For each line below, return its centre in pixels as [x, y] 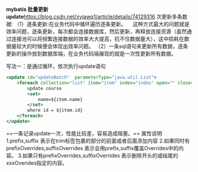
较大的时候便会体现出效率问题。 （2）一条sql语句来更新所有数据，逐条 [102, 46]
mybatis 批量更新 [27, 9]
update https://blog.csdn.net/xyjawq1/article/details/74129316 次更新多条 [94, 17]
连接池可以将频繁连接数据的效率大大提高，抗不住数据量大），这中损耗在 [98, 39]
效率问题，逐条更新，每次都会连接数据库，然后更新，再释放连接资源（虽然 [96, 31]
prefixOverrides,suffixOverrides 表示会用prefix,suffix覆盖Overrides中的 [92, 148]
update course [44, 88]
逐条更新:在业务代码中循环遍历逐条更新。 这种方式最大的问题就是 [108, 24]
